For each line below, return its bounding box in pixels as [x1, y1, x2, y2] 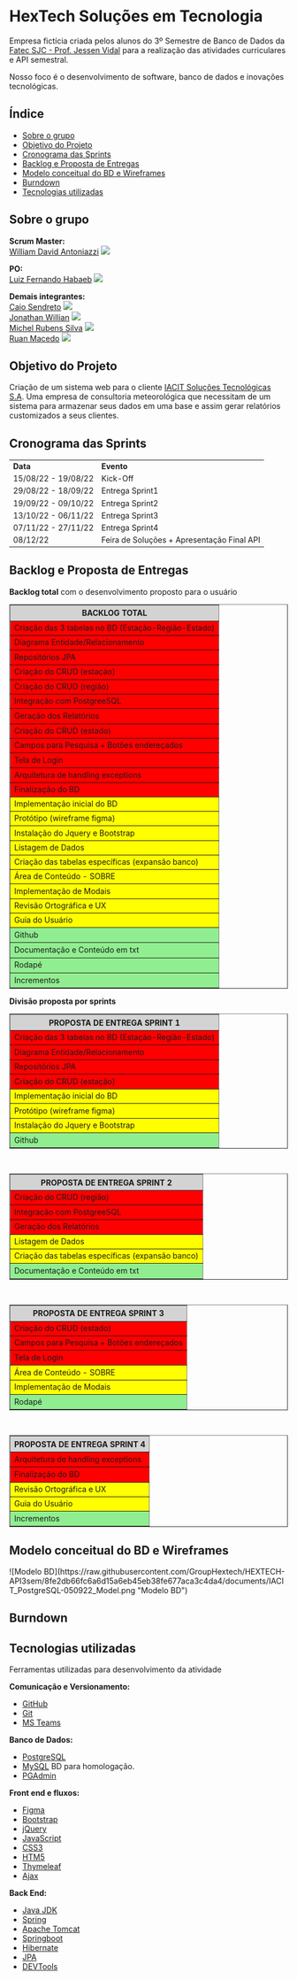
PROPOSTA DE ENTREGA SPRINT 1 [48, 1017, 181, 1028]
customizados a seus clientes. [9, 410, 119, 421]
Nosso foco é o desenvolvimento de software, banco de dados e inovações [9, 71, 285, 81]
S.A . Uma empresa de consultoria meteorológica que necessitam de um [9, 391, 271, 402]
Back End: [9, 1888, 47, 1899]
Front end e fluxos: [9, 1788, 80, 1799]
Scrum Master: [9, 235, 65, 246]
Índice [9, 106, 44, 121]
